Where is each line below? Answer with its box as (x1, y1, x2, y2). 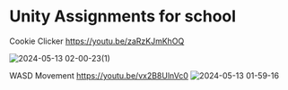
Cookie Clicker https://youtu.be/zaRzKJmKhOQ (9, 36, 185, 46)
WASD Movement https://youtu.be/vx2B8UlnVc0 (9, 70, 188, 81)
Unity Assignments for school (9, 6, 236, 27)
